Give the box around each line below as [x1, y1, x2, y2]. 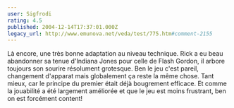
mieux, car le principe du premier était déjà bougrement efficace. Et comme [7, 79, 227, 88]
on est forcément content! [7, 95, 83, 103]
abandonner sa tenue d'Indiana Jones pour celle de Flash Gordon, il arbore [7, 57, 226, 66]
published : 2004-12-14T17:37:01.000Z [7, 23, 118, 30]
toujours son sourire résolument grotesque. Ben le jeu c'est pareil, [7, 64, 199, 73]
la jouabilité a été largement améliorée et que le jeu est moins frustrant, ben [7, 87, 227, 95]
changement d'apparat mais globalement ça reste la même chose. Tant [7, 72, 214, 80]
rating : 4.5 [7, 17, 42, 24]
